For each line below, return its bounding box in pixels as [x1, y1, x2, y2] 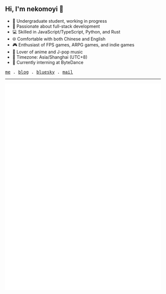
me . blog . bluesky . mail [5, 69, 73, 74]
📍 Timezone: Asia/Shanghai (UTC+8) [12, 54, 88, 60]
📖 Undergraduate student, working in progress [12, 18, 107, 24]
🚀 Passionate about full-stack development [12, 23, 100, 29]
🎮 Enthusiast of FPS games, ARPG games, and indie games [12, 41, 135, 47]
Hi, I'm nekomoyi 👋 [5, 5, 64, 13]
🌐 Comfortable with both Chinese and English [12, 36, 106, 42]
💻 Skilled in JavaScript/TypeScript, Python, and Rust [12, 29, 121, 35]
